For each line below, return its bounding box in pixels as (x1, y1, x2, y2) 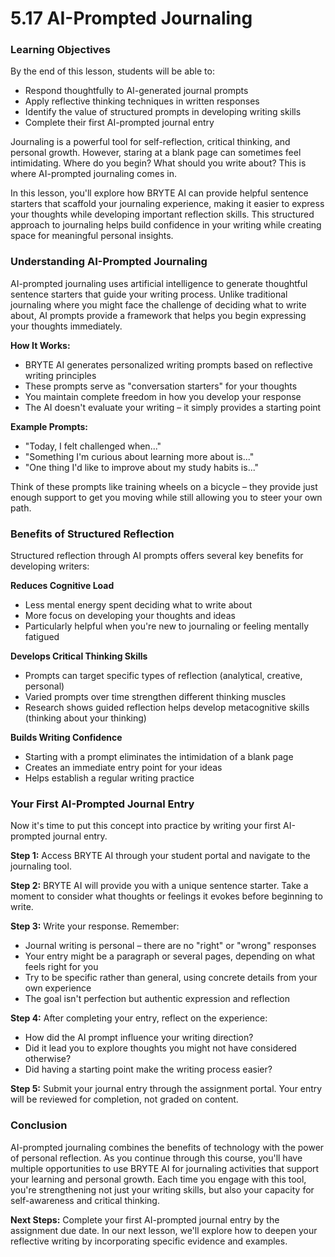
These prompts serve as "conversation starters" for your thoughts (24, 380, 298, 392)
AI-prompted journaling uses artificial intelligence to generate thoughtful (10, 277, 308, 289)
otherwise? (24, 1053, 72, 1065)
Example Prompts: (10, 420, 88, 432)
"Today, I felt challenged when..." (24, 440, 162, 452)
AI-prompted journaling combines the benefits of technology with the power (10, 1141, 325, 1153)
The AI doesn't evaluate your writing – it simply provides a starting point (24, 401, 322, 413)
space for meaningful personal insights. (10, 230, 174, 242)
